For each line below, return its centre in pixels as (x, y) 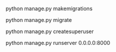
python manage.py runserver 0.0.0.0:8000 (58, 43)
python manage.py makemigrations (49, 9)
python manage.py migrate (39, 20)
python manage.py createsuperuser (50, 31)
